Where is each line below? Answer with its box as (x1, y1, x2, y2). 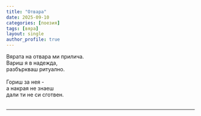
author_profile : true (6, 36, 60, 42)
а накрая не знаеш (6, 85, 54, 91)
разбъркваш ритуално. (6, 66, 65, 72)
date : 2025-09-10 (6, 14, 50, 20)
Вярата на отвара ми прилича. (6, 53, 84, 60)
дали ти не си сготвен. (6, 91, 64, 98)
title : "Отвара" (6, 8, 47, 15)
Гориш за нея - (6, 78, 44, 86)
